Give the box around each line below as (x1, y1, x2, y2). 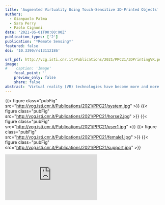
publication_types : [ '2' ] (5, 35, 58, 40)
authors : (5, 12, 23, 17)
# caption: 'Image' (5, 66, 52, 71)
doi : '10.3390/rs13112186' (5, 48, 60, 53)
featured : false (5, 44, 38, 48)
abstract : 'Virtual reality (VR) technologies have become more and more (5, 84, 160, 89)
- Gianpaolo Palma (9, 16, 48, 21)
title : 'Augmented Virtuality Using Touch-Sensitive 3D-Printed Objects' (5, 7, 160, 12)
